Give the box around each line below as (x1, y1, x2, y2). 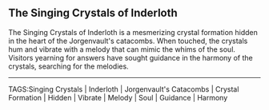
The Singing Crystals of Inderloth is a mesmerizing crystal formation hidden (8, 27, 259, 37)
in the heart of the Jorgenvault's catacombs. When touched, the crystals (8, 36, 248, 45)
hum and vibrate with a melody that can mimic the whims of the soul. (8, 44, 236, 54)
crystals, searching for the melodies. (8, 61, 130, 71)
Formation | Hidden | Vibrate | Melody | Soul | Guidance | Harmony (8, 92, 228, 102)
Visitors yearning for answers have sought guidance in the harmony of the (8, 53, 254, 62)
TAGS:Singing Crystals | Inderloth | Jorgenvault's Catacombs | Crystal (8, 84, 239, 94)
